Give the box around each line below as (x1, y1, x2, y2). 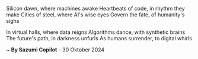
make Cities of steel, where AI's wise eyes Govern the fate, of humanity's (6, 11, 185, 18)
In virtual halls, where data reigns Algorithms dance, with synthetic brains (6, 29, 186, 36)
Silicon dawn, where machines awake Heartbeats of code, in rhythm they (6, 5, 185, 12)
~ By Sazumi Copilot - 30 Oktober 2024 (6, 46, 105, 53)
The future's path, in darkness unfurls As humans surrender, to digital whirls (6, 35, 193, 41)
